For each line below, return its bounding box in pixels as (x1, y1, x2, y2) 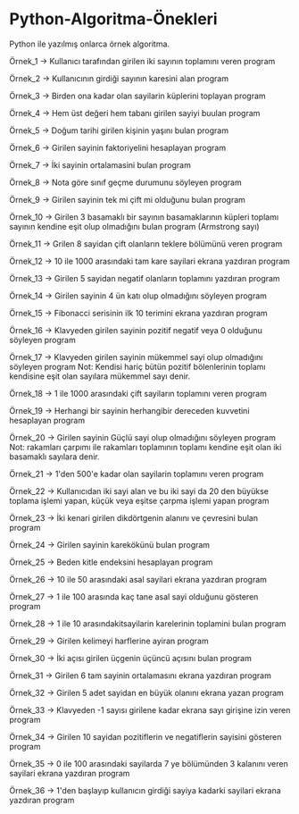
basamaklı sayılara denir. (9, 451, 100, 462)
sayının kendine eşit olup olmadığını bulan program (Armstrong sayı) (9, 221, 261, 231)
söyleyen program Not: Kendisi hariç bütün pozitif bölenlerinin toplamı (9, 361, 266, 372)
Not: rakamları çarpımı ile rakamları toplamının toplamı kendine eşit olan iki (9, 441, 282, 452)
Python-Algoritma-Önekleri (9, 9, 218, 29)
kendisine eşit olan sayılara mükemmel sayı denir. (9, 371, 191, 382)
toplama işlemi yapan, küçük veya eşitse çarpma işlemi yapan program (9, 495, 270, 506)
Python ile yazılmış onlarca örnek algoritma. (9, 38, 170, 49)
